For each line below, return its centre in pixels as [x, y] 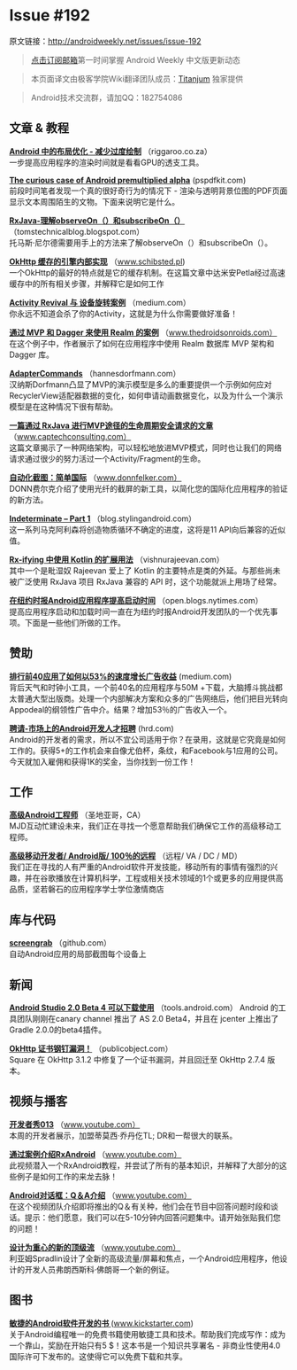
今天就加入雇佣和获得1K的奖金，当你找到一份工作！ [103, 761]
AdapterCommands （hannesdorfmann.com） [95, 373]
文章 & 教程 [39, 128]
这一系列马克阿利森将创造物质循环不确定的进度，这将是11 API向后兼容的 [140, 529]
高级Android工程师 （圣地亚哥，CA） [77, 815]
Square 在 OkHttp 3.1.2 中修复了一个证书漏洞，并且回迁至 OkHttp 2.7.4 [137, 1059]
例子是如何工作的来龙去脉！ [67, 1176]
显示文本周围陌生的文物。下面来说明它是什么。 [94, 201]
